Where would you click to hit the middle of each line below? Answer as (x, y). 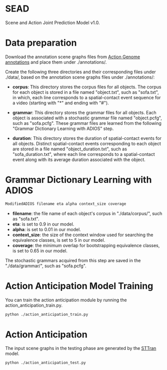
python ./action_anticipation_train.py (47, 314)
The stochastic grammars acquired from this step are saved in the (73, 260)
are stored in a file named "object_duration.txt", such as (70, 149)
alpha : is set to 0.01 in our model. (46, 229)
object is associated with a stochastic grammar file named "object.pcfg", (87, 118)
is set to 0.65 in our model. (40, 251)
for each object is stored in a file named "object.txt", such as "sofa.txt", (85, 92)
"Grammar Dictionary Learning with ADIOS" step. (63, 128)
